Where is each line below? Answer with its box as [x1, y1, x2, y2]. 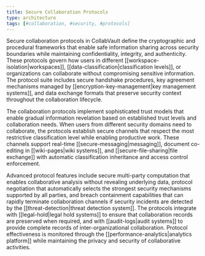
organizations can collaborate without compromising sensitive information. [6, 70, 195, 77]
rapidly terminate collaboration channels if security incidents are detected [6, 198, 193, 206]
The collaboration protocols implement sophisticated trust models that [6, 108, 184, 115]
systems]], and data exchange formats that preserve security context [6, 90, 182, 97]
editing [6, 147, 24, 154]
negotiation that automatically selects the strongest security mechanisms [6, 185, 191, 192]
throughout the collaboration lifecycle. [6, 96, 102, 103]
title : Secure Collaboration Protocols [6, 9, 109, 15]
